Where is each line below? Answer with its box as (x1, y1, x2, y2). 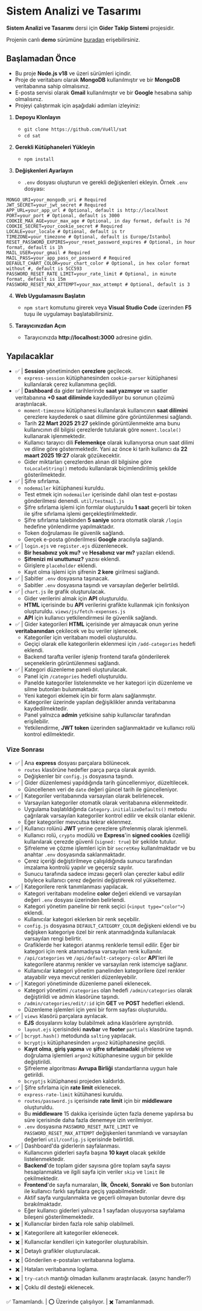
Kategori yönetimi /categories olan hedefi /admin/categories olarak (24, 987, 193, 994)
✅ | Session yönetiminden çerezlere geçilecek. (14, 367, 133, 375)
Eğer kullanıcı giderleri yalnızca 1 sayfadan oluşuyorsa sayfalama (24, 1206, 185, 1214)
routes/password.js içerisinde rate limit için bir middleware (24, 1097, 173, 1104)
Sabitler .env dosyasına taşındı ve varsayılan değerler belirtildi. (24, 581, 180, 588)
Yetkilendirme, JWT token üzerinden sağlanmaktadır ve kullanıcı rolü (24, 724, 195, 731)
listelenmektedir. (24, 1155, 65, 1163)
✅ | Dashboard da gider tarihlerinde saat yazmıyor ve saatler (14, 387, 168, 394)
